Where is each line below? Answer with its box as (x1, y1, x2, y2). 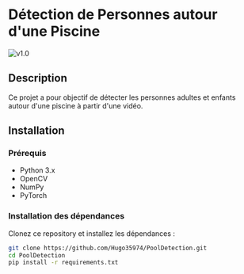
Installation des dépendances (8, 211, 125, 222)
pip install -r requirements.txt (8, 259, 119, 267)
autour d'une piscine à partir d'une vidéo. (8, 101, 143, 110)
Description (8, 71, 67, 85)
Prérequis (8, 148, 47, 159)
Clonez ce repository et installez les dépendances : (8, 228, 176, 238)
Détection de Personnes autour (8, 6, 218, 24)
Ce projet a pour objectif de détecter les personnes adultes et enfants (8, 93, 236, 102)
